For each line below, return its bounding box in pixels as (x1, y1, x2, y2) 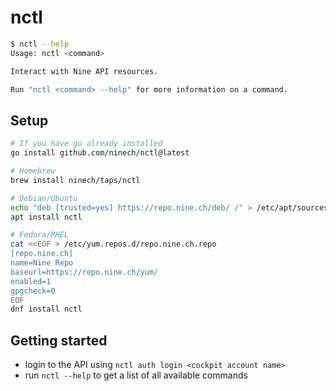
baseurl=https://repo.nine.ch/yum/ (10, 267, 159, 277)
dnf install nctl (10, 304, 83, 315)
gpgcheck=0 (10, 286, 56, 296)
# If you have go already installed (10, 139, 163, 149)
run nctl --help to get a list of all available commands (24, 369, 248, 381)
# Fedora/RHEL (10, 230, 70, 240)
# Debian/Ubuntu (10, 193, 78, 203)
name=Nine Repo (10, 258, 74, 268)
